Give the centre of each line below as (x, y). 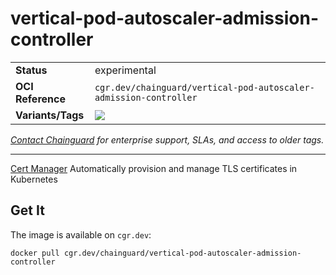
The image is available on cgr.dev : (81, 234)
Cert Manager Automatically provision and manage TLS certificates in (154, 168)
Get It (27, 210)
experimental (125, 70)
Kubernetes (34, 179)
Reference (40, 99)
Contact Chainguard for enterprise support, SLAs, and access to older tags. (167, 139)
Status (31, 70)
